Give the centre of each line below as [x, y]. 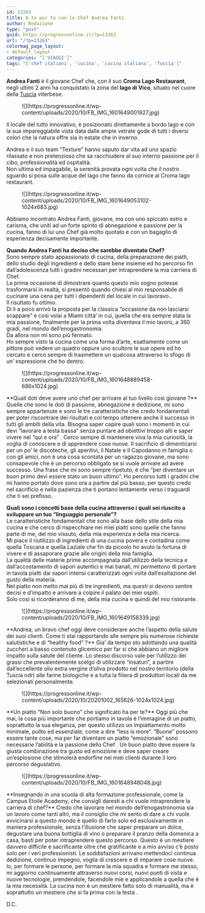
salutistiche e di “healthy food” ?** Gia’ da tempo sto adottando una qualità [102, 642]
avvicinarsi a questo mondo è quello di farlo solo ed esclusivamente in [95, 820]
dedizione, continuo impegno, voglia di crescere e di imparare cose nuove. [100, 860]
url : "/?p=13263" [28, 41]
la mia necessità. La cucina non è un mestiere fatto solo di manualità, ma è [100, 885]
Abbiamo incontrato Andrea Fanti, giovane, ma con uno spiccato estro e [97, 219]
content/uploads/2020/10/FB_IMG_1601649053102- [87, 200]
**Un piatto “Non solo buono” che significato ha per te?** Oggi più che [97, 712]
